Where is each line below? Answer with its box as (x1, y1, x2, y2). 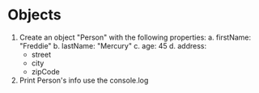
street (31, 49, 52, 59)
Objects (7, 6, 62, 24)
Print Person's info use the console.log (19, 75, 149, 85)
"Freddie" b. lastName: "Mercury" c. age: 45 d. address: (19, 40, 207, 50)
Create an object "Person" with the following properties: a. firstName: (19, 32, 252, 42)
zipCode (31, 66, 60, 76)
